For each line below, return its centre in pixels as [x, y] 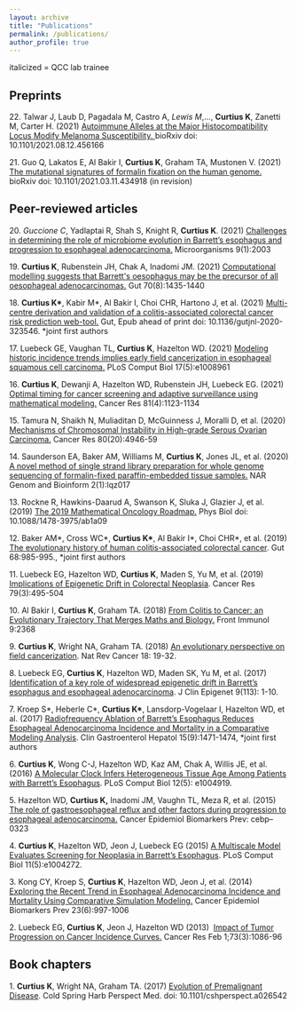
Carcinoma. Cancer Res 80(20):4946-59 [83, 439]
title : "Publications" [51, 26]
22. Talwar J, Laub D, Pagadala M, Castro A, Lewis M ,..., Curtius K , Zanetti [145, 117]
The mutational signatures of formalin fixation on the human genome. [136, 172]
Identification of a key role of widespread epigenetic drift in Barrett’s [134, 682]
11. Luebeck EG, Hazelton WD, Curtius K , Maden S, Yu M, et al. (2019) [137, 574]
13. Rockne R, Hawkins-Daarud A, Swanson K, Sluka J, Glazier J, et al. [137, 502]
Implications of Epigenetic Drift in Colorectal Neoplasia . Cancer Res [132, 584]
